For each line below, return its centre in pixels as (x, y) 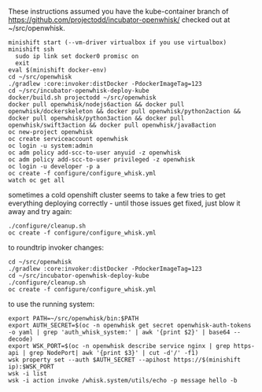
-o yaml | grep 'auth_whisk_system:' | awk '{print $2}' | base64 (119, 332)
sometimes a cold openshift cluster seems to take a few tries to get (117, 195)
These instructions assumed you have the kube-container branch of (118, 11)
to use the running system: (52, 304)
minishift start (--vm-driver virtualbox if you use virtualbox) (117, 43)
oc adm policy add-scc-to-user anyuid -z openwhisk (94, 153)
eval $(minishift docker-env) (58, 70)
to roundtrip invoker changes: (56, 248)
